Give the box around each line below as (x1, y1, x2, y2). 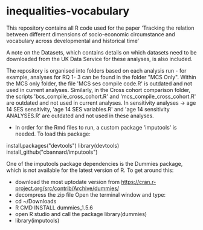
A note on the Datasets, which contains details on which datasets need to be (6, 48, 197, 56)
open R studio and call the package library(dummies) (14, 210, 147, 217)
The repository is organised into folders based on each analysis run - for (6, 67, 187, 74)
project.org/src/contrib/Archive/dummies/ (14, 185, 120, 192)
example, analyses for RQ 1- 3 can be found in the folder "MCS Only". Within (6, 73, 196, 80)
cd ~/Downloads (14, 197, 57, 205)
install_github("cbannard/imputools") (6, 148, 98, 156)
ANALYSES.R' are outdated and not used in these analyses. (6, 112, 154, 119)
